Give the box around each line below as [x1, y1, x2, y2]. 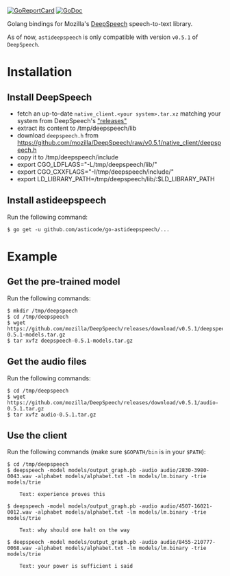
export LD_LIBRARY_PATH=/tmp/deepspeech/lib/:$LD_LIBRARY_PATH [16, 175, 215, 183]
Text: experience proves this [19, 491, 106, 498]
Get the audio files [7, 356, 87, 367]
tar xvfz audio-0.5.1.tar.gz [13, 411, 97, 418]
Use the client [7, 430, 67, 441]
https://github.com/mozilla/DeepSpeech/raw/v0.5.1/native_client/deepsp [16, 139, 222, 146]
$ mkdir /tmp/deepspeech [7, 307, 78, 314]
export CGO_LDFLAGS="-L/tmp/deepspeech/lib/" [16, 161, 157, 168]
